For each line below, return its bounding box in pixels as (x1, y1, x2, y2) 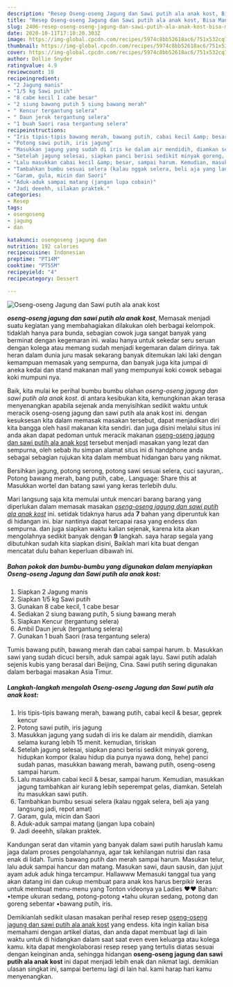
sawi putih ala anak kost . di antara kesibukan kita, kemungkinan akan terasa (7, 394, 225, 402)
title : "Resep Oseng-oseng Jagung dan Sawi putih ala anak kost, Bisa (7, 17, 216, 24)
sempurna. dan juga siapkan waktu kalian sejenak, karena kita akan (7, 524, 200, 532)
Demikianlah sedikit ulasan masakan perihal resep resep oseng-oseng (7, 913, 208, 921)
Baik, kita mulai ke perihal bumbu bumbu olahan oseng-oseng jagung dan (7, 386, 218, 395)
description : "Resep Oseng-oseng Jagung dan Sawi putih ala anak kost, (7, 10, 218, 17)
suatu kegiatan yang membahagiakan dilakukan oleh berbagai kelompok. (7, 321, 216, 329)
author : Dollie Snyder (7, 56, 73, 63)
